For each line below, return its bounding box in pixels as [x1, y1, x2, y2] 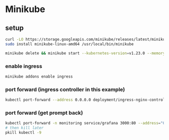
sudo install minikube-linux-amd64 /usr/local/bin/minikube [5, 41, 134, 46]
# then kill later [5, 125, 44, 130]
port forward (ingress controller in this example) [5, 86, 125, 93]
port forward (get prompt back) [5, 109, 83, 116]
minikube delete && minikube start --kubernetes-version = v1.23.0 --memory [5, 50, 165, 56]
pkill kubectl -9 [5, 130, 42, 135]
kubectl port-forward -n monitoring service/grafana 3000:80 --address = [5, 121, 161, 126]
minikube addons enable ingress [5, 74, 73, 79]
